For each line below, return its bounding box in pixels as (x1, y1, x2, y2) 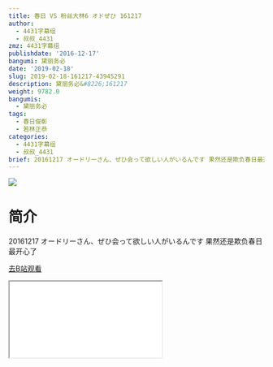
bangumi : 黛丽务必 (8, 58, 67, 66)
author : (8, 19, 35, 28)
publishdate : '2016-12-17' (8, 50, 100, 58)
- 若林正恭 (15, 125, 48, 133)
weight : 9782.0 (8, 87, 60, 96)
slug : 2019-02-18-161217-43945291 (8, 72, 126, 80)
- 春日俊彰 (15, 118, 48, 126)
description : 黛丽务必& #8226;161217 (8, 80, 128, 88)
